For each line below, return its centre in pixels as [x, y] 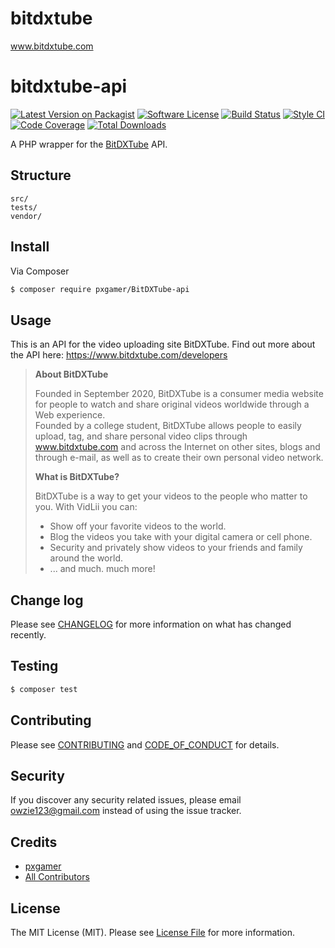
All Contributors [57, 877]
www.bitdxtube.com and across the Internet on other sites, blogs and [177, 447]
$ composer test [44, 689]
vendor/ [26, 216]
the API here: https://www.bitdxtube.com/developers [119, 355]
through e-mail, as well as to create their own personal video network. [179, 458]
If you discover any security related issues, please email [126, 800]
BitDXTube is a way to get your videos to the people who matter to [171, 496]
